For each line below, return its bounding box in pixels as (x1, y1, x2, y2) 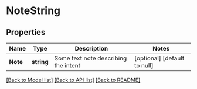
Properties (6, 27, 46, 37)
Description (74, 45, 108, 52)
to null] (134, 62, 154, 69)
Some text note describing (54, 54, 127, 62)
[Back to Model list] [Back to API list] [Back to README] (6, 77, 141, 83)
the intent (54, 62, 81, 69)
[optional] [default (134, 54, 185, 62)
